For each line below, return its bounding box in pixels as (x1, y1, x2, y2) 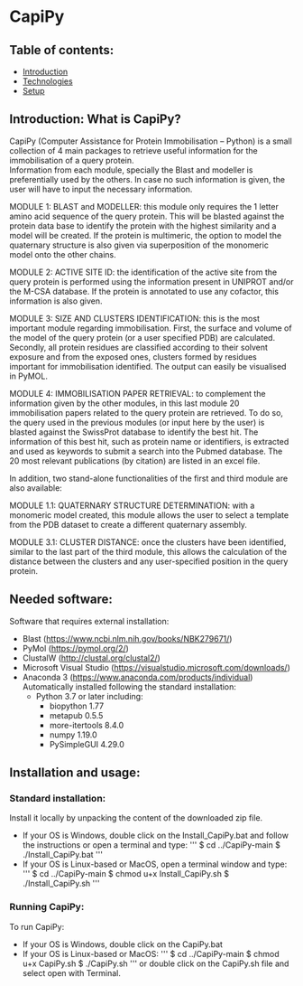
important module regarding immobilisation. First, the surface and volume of (9, 323, 292, 333)
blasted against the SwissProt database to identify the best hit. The (9, 427, 259, 437)
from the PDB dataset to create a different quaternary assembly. (9, 519, 248, 530)
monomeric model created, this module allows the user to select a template (9, 509, 289, 521)
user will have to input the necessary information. (9, 183, 193, 194)
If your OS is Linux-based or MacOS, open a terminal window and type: (22, 859, 288, 869)
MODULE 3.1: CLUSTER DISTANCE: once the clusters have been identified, (9, 536, 287, 548)
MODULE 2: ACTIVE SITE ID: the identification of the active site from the (9, 267, 278, 277)
